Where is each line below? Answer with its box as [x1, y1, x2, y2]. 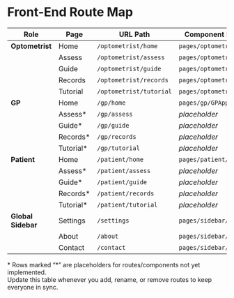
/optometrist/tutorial [97, 87, 173, 95]
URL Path [118, 29, 150, 39]
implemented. [7, 268, 47, 276]
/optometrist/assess [97, 53, 165, 61]
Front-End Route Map [7, 4, 134, 20]
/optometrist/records [97, 76, 169, 84]
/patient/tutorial [97, 200, 158, 209]
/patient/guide [97, 178, 148, 186]
